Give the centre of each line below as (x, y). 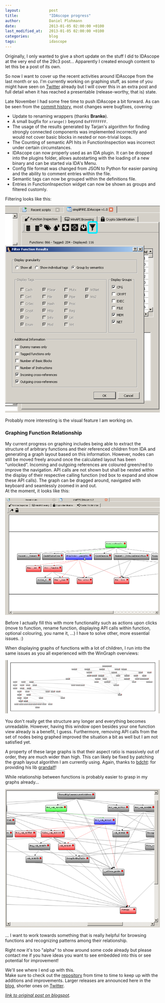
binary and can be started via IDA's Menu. (55, 163)
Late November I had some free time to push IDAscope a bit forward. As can (82, 101)
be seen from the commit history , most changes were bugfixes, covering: (79, 106)
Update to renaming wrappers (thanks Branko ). (60, 116)
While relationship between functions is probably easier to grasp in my (76, 777)
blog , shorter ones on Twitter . (35, 986)
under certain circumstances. (42, 147)
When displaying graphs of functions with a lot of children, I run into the (78, 648)
